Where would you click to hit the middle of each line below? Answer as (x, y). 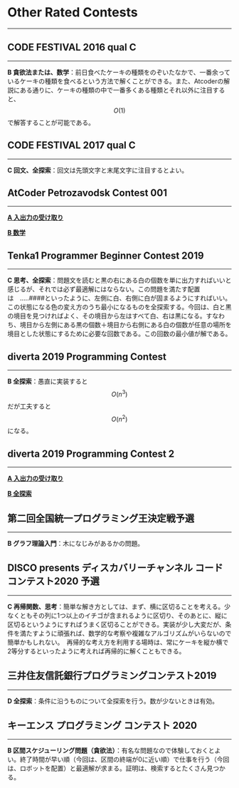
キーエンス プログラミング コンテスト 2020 (102, 725)
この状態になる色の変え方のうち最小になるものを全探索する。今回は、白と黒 (119, 307)
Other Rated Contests (73, 12)
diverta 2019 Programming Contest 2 (91, 453)
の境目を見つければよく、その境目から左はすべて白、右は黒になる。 (107, 316)
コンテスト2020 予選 (53, 581)
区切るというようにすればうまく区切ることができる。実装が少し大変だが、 (116, 624)
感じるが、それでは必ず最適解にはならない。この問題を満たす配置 (104, 289)
